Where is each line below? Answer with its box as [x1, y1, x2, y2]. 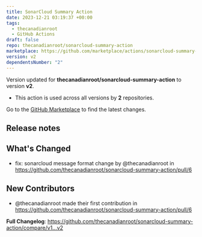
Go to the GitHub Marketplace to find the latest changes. [6, 106, 146, 113]
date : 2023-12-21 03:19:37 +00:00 [6, 14, 93, 21]
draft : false [6, 37, 39, 43]
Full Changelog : [6, 218, 46, 225]
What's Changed [6, 144, 71, 154]
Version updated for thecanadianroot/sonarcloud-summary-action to [6, 76, 182, 83]
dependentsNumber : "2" [6, 59, 63, 65]
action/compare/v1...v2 [6, 224, 64, 231]
